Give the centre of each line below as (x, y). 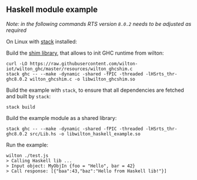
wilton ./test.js (27, 155)
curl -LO (17, 64)
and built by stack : (29, 96)
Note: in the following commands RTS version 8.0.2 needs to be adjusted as (99, 24)
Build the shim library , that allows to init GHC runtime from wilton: (85, 53)
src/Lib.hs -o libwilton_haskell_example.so (85, 134)
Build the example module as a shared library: (61, 118)
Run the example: (27, 145)
